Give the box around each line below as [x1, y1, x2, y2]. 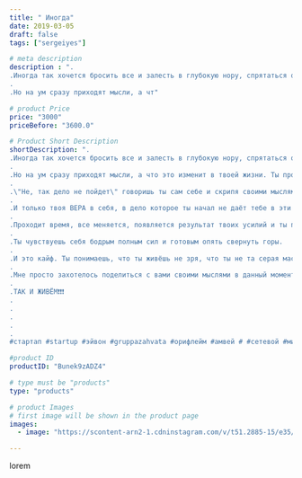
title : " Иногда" [9, 13, 75, 22]
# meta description [9, 55, 83, 64]
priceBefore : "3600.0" [9, 120, 94, 130]
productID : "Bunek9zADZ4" [9, 362, 106, 371]
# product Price [9, 104, 70, 113]
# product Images [9, 403, 75, 412]
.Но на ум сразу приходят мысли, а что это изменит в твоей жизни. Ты [9, 170, 280, 180]
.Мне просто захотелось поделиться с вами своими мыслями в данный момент [9, 270, 296, 279]
